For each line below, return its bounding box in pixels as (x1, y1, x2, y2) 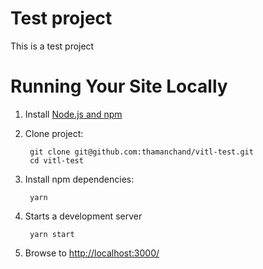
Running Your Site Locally (10, 75, 228, 98)
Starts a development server (24, 210, 143, 222)
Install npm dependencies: (24, 173, 135, 185)
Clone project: (24, 127, 84, 139)
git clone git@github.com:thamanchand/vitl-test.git (29, 147, 254, 157)
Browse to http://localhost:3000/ (24, 247, 160, 259)
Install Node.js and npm (24, 108, 123, 120)
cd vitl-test (29, 155, 84, 166)
